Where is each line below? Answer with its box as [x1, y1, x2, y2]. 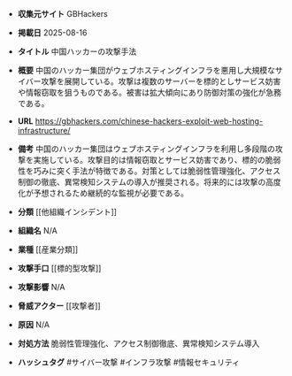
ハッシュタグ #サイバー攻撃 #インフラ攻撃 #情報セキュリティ [17, 357, 241, 367]
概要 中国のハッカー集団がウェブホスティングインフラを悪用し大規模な [17, 65, 276, 75]
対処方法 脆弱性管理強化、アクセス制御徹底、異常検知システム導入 [17, 338, 260, 349]
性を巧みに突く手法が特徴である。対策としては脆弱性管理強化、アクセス [17, 165, 281, 176]
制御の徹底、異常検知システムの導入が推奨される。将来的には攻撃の [17, 177, 266, 187]
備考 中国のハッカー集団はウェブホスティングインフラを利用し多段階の [17, 143, 276, 154]
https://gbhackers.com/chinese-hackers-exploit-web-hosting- [35, 116, 264, 127]
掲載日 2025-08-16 [17, 27, 88, 38]
